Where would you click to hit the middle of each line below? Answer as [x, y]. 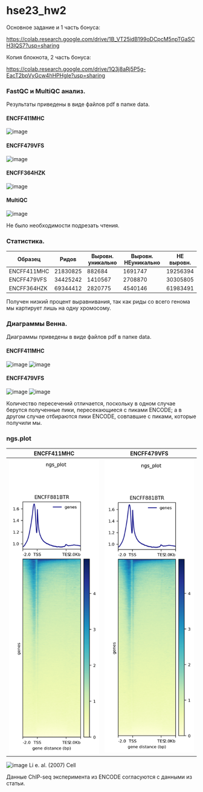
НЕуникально [142, 262]
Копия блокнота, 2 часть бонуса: [49, 57]
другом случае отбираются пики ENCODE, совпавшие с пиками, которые [101, 416]
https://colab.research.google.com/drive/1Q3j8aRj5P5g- [76, 69]
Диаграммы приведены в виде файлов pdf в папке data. [79, 337]
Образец [29, 259]
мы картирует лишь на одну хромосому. [59, 308]
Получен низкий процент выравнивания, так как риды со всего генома [98, 302]
